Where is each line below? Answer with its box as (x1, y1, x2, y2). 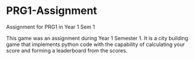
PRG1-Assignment (6, 4, 97, 17)
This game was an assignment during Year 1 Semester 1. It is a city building (6, 34, 189, 41)
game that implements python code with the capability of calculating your (6, 41, 185, 48)
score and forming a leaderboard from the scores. (6, 47, 128, 54)
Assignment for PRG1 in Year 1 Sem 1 (6, 23, 96, 30)
